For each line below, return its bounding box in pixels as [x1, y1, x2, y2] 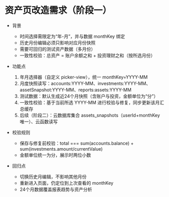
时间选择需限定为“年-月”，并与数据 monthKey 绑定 [19, 33, 125, 39]
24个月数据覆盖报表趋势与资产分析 [19, 186, 92, 192]
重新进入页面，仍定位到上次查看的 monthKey [19, 180, 114, 186]
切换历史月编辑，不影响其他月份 [19, 174, 87, 180]
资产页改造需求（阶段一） [5, 5, 112, 16]
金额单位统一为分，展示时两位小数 [19, 152, 91, 158]
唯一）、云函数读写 [19, 118, 58, 125]
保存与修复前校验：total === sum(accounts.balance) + [19, 140, 134, 146]
